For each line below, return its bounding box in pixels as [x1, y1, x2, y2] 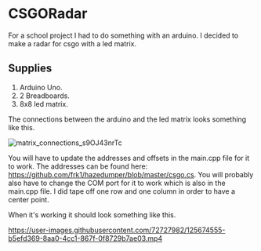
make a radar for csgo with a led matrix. [8, 38, 137, 48]
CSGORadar [8, 5, 88, 23]
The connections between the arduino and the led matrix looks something [8, 115, 247, 124]
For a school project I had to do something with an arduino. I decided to [8, 31, 239, 40]
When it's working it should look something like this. [8, 209, 176, 220]
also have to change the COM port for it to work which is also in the [8, 178, 226, 187]
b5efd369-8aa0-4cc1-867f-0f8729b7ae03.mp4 [8, 233, 163, 243]
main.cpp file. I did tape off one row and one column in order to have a [8, 186, 236, 196]
